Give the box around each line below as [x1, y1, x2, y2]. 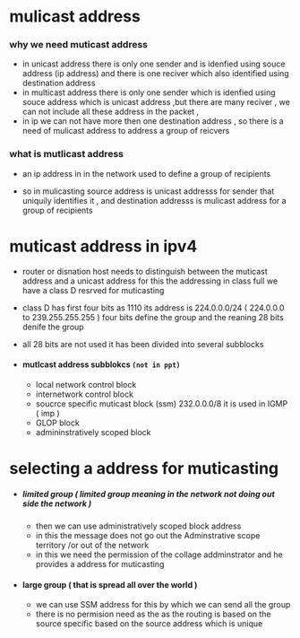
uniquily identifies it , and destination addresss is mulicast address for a [21, 195, 287, 205]
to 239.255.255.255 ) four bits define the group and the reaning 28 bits [21, 311, 284, 322]
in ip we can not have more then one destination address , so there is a [21, 116, 284, 127]
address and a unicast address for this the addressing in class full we [21, 275, 279, 286]
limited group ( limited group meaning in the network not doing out [21, 488, 275, 499]
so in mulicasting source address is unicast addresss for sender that [21, 186, 275, 197]
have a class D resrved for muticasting [21, 284, 165, 295]
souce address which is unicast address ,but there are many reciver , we [21, 97, 291, 108]
